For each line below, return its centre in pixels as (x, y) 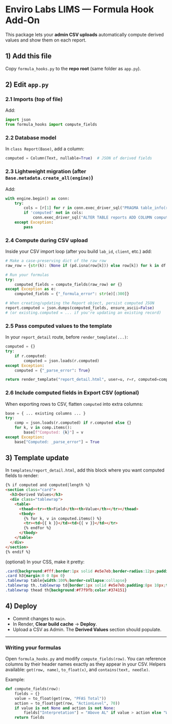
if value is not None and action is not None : (65, 708)
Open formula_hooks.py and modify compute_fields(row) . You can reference (86, 659)
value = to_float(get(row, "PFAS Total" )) (60, 698)
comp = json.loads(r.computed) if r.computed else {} (73, 423)
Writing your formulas (33, 648)
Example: (15, 680)
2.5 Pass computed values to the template (59, 326)
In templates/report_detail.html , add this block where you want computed (85, 470)
